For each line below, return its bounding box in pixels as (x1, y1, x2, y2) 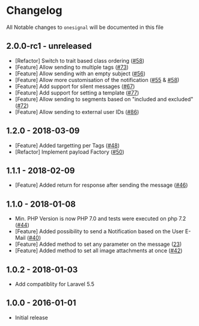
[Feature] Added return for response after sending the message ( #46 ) (14, 181, 188, 189)
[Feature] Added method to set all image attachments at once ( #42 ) (14, 247, 183, 254)
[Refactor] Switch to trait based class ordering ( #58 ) (14, 57, 145, 64)
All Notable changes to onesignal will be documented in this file (6, 24, 164, 31)
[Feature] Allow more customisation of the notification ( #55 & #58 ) (14, 76, 180, 83)
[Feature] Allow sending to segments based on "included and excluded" (14, 95, 194, 102)
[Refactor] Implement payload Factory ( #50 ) (14, 148, 124, 155)
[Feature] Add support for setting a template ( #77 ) (14, 89, 139, 96)
